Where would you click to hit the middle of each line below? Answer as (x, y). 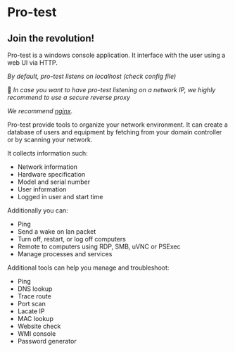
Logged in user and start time (60, 197)
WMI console (37, 334)
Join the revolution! (51, 38)
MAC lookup (36, 319)
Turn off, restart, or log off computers (72, 239)
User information (42, 189)
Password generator (47, 341)
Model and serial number (53, 182)
